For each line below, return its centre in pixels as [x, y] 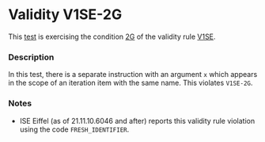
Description [31, 57]
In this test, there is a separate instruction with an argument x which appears [133, 75]
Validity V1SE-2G [65, 15]
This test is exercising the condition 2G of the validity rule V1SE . [112, 36]
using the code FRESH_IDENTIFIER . [74, 129]
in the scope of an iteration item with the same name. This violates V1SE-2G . [131, 83]
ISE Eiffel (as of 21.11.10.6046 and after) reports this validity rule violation [137, 121]
